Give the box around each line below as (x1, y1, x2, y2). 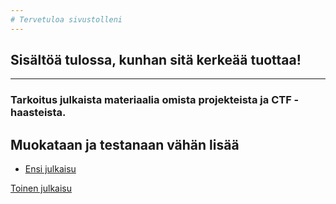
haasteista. (10, 106, 67, 120)
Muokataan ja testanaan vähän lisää (10, 136, 240, 153)
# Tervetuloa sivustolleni (10, 14, 123, 25)
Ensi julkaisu (24, 163, 77, 175)
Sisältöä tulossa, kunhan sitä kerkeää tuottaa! (10, 52, 302, 69)
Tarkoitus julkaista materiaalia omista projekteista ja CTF (10, 93, 292, 107)
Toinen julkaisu (10, 182, 73, 195)
